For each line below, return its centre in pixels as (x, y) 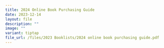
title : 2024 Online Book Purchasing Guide (50, 10)
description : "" (22, 24)
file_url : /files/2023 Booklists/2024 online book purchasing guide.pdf (82, 38)
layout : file (19, 19)
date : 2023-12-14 (23, 14)
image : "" (15, 28)
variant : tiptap (22, 33)
